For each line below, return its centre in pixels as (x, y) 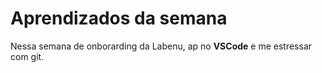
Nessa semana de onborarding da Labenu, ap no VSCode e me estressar (161, 46)
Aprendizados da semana (119, 18)
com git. (27, 56)
